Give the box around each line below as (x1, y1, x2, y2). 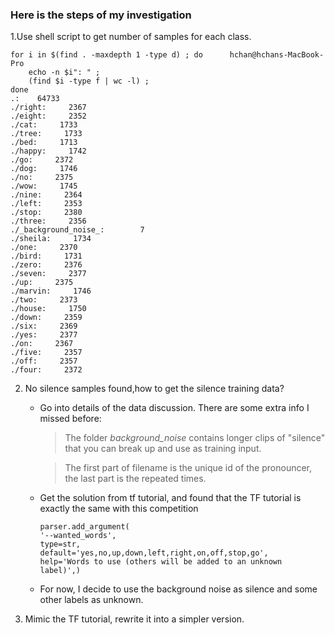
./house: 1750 (10, 304, 87, 314)
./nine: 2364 (10, 190, 83, 200)
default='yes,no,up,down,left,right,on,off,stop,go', (39, 548, 269, 558)
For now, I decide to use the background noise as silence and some (39, 583, 318, 595)
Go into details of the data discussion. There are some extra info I (39, 402, 310, 414)
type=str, (39, 539, 82, 550)
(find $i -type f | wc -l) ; (28, 76, 150, 87)
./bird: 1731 (10, 251, 83, 262)
